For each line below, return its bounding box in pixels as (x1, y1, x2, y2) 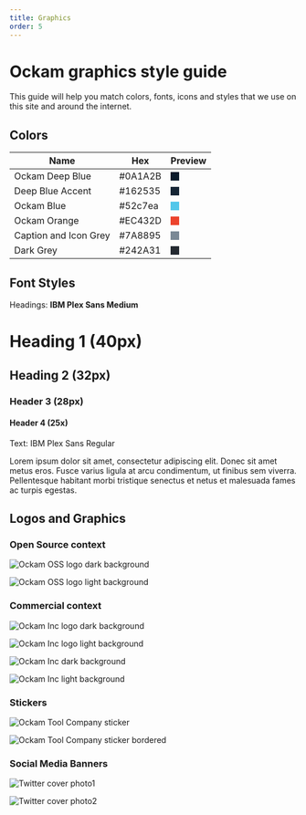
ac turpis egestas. (9, 485, 78, 496)
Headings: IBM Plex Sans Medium (9, 299, 139, 310)
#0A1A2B (118, 170, 162, 183)
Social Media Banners (9, 757, 108, 769)
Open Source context (9, 538, 106, 551)
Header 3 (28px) (9, 394, 84, 407)
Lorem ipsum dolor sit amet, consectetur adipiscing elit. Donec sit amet (9, 455, 278, 466)
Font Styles (9, 275, 76, 290)
